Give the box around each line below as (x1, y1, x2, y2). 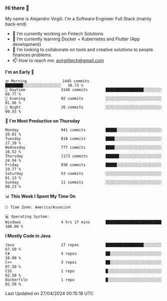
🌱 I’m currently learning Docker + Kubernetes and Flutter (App (12, 36, 140, 42)
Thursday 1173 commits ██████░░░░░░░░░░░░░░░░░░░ (5, 154, 162, 159)
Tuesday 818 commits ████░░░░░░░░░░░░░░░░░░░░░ (5, 137, 162, 142)
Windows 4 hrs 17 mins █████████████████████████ (5, 220, 162, 225)
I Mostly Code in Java (5, 233, 51, 239)
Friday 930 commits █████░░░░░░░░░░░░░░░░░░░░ (5, 162, 162, 167)
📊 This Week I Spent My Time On (5, 193, 76, 199)
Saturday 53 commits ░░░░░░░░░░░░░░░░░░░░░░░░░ (5, 171, 162, 176)
